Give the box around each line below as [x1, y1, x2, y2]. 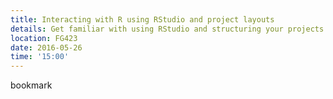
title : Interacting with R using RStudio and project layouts [10, 14, 275, 25]
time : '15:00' [10, 52, 70, 62]
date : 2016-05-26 [10, 42, 83, 53]
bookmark [10, 79, 53, 91]
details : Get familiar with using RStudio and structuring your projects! [10, 24, 329, 34]
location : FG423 [10, 33, 78, 43]
